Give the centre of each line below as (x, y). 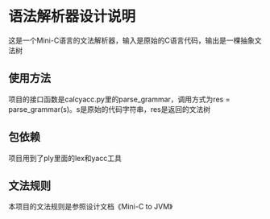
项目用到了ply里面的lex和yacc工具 (65, 158)
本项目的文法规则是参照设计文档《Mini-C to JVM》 (91, 207)
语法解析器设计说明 (72, 17)
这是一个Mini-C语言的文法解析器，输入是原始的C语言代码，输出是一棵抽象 (132, 40)
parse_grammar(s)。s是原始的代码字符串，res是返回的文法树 (110, 109)
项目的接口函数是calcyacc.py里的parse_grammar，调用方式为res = (119, 99)
